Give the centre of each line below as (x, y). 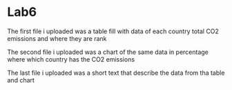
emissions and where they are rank (57, 38)
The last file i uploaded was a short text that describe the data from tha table (116, 73)
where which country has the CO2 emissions (71, 59)
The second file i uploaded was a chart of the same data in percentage (108, 52)
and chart (21, 80)
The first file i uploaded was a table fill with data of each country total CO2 (113, 31)
